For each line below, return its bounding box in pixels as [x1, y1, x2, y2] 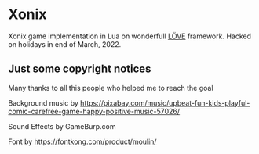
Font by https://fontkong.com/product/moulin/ [8, 137, 157, 146]
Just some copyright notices [8, 63, 151, 76]
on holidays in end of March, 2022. [8, 39, 122, 48]
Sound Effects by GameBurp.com [8, 121, 116, 131]
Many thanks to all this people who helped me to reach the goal [8, 83, 213, 92]
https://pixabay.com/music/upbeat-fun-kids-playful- [79, 98, 250, 107]
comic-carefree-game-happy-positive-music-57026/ [8, 106, 181, 116]
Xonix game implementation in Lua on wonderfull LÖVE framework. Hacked [8, 31, 252, 41]
